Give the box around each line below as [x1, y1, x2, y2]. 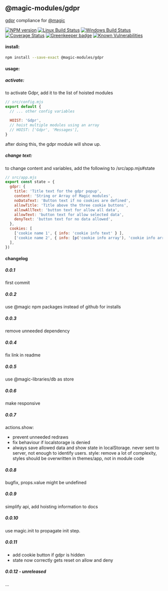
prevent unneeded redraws [12, 434, 68, 440]
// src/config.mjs [5, 100, 43, 105]
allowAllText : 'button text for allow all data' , [14, 208, 120, 213]
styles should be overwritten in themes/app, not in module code [12, 455, 144, 461]
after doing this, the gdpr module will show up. [5, 141, 101, 147]
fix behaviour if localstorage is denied [12, 439, 90, 445]
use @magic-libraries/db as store [5, 376, 74, 382]
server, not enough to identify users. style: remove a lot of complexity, [12, 450, 157, 456]
